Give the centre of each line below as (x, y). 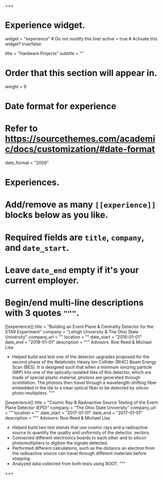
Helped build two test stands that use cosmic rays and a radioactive (80, 427)
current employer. (42, 280)
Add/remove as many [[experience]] (81, 205)
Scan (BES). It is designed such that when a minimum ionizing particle (82, 367)
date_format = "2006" (27, 163)
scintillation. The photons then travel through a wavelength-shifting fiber (84, 383)
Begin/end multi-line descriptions (74, 302)
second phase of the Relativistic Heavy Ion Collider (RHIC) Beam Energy (84, 362)
